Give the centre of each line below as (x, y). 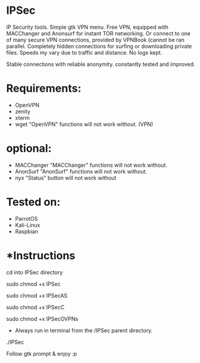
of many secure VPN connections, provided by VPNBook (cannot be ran (95, 40)
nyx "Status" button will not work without (65, 178)
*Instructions (41, 255)
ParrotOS (26, 218)
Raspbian (26, 231)
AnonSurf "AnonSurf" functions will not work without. (81, 171)
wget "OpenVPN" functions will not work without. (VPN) (84, 124)
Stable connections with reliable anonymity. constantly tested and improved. (101, 64)
